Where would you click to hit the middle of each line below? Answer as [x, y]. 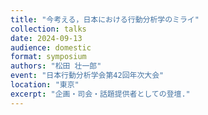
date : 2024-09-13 [46, 38]
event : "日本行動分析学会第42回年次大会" [87, 76]
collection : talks [48, 29]
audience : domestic [51, 47]
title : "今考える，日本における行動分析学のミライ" [105, 19]
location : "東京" [45, 85]
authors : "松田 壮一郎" [56, 66]
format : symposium [48, 57]
